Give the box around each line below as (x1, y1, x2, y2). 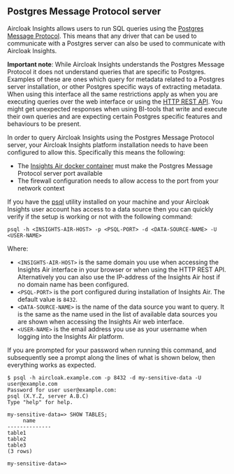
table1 (7, 429, 27, 436)
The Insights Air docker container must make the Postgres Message (17, 161, 213, 170)
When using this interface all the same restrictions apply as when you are (7, 90, 219, 98)
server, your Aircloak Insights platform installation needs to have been (7, 140, 208, 149)
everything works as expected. (7, 361, 96, 369)
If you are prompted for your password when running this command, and (7, 346, 217, 354)
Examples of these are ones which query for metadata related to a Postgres (7, 75, 225, 83)
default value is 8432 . (17, 295, 78, 303)
